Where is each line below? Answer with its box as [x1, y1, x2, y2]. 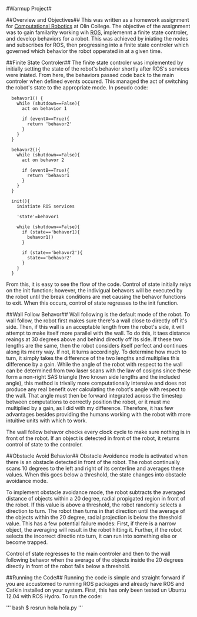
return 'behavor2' [27, 121, 72, 127]
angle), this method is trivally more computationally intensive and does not [6, 379, 186, 386]
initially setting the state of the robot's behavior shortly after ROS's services [6, 65, 190, 72]
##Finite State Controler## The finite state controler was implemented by [6, 59, 183, 66]
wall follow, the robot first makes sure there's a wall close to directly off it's [6, 317, 188, 324]
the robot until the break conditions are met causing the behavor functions [6, 294, 186, 300]
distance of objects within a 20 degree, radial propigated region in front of [6, 495, 186, 502]
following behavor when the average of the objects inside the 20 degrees [6, 556, 184, 563]
